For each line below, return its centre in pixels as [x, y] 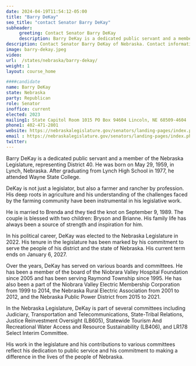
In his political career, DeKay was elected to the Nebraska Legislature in [92, 236]
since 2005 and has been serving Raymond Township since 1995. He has [94, 278]
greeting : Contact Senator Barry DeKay [67, 33]
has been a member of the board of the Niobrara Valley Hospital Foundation [97, 272]
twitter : [17, 141]
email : [15, 136]
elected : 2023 [23, 115]
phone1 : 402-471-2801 [32, 125]
